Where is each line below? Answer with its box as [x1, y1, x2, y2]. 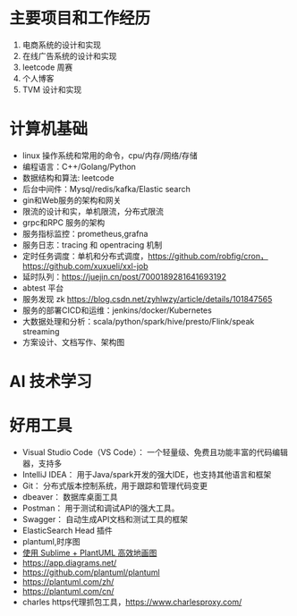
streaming [21, 325, 60, 336]
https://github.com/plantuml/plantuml [21, 567, 161, 578]
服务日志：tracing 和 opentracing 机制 [21, 239, 163, 250]
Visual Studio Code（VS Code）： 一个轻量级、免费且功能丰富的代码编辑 [21, 447, 289, 457]
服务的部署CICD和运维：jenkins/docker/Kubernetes [21, 305, 212, 316]
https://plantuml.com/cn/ [21, 586, 115, 596]
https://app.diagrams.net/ [21, 558, 117, 568]
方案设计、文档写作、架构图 [21, 336, 125, 347]
